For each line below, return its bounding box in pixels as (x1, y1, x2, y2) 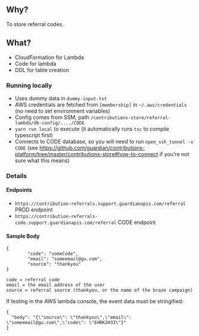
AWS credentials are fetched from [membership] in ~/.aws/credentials (14, 101, 187, 108)
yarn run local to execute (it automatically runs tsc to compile (14, 125, 170, 132)
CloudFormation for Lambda (14, 54, 85, 61)
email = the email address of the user (6, 282, 105, 288)
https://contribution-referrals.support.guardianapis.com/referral (14, 201, 186, 207)
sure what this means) (14, 157, 70, 164)
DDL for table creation (14, 66, 70, 73)
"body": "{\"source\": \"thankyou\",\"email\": (11, 315, 132, 321)
